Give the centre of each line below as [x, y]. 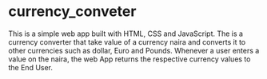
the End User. [31, 67]
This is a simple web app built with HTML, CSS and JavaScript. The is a [126, 34]
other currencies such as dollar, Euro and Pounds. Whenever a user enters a [134, 50]
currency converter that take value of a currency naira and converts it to [127, 41]
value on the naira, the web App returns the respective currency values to [130, 59]
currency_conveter [72, 12]
